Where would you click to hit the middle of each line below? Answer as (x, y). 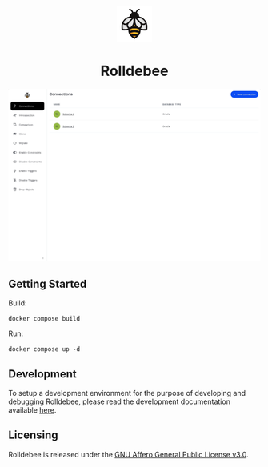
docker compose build (44, 319)
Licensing (33, 435)
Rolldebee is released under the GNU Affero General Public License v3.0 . (129, 454)
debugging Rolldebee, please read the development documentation (119, 401)
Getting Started (48, 283)
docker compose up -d (44, 349)
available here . (32, 410)
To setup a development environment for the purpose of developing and (127, 393)
